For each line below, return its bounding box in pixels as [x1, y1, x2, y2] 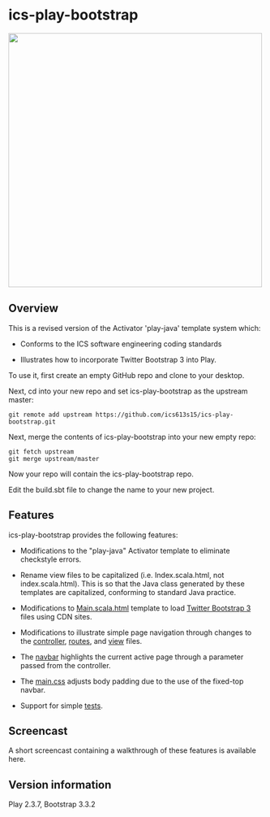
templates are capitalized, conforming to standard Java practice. [19, 587, 237, 597]
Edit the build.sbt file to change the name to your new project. [8, 485, 215, 494]
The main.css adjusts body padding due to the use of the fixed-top [19, 676, 244, 686]
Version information [8, 778, 112, 792]
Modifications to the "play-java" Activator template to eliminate [19, 545, 230, 555]
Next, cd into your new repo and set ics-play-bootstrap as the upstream [8, 386, 249, 396]
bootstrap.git [8, 417, 57, 426]
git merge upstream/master [8, 454, 100, 463]
